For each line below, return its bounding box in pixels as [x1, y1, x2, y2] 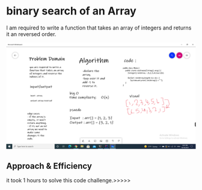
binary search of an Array [6, 4, 136, 18]
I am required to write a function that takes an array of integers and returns [6, 24, 192, 31]
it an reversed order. [6, 30, 57, 37]
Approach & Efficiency [6, 161, 92, 171]
